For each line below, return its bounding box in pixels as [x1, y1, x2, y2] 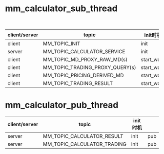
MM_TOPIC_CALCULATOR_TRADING [43, 140, 127, 147]
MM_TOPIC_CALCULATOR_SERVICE [43, 48, 125, 55]
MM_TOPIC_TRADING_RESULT [43, 80, 113, 87]
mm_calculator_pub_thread [5, 100, 119, 110]
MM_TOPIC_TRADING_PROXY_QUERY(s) [43, 64, 137, 71]
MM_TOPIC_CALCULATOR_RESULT [43, 132, 123, 139]
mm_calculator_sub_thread [5, 3, 118, 14]
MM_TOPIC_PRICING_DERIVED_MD [43, 72, 124, 79]
